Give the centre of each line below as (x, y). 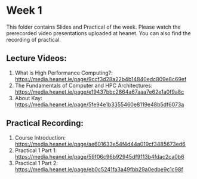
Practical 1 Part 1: (36, 150)
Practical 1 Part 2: (36, 163)
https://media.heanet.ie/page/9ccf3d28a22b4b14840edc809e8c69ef (101, 79)
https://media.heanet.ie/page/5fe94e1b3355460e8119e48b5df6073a (99, 104)
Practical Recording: (45, 123)
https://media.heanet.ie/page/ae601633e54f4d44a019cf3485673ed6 (100, 144)
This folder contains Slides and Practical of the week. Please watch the (93, 27)
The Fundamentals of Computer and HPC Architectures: (84, 85)
